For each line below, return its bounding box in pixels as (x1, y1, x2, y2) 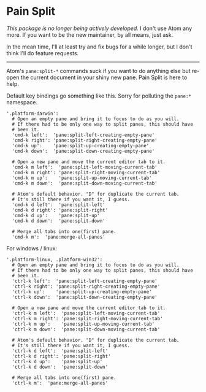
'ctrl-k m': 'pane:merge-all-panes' (12, 380, 109, 386)
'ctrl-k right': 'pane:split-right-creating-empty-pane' (12, 283, 161, 290)
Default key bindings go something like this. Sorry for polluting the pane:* (6, 92, 192, 99)
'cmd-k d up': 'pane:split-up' (12, 212, 100, 218)
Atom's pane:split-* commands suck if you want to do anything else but (6, 67, 191, 74)
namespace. (6, 98, 38, 106)
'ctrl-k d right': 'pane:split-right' (12, 353, 112, 359)
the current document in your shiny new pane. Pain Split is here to (20, 74, 188, 81)
